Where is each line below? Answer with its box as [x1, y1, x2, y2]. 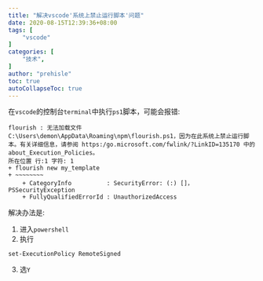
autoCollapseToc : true [8, 84, 82, 93]
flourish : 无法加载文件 [8, 124, 82, 132]
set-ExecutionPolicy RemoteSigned [8, 250, 122, 258]
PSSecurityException [8, 186, 76, 195]
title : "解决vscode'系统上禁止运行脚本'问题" [8, 11, 144, 20]
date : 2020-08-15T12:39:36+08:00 [8, 19, 118, 27]
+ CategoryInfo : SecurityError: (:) [22, 180, 177, 188]
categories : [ [8, 48, 55, 56]
